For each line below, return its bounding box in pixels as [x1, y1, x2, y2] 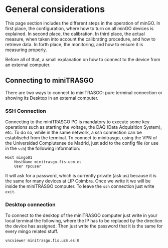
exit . [5, 189, 16, 195]
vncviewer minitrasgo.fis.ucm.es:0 [5, 238, 80, 243]
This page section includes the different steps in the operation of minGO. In [5, 20, 160, 26]
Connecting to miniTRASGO [5, 76, 94, 85]
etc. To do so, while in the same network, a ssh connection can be [5, 129, 142, 136]
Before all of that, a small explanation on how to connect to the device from [5, 56, 160, 62]
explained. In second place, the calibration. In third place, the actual [5, 31, 145, 37]
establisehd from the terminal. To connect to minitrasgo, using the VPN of [5, 135, 157, 141]
